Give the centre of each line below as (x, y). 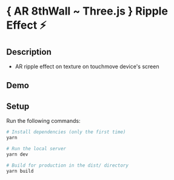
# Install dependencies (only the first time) (66, 132)
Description (29, 52)
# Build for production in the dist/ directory (68, 165)
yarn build (20, 171)
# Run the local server (36, 148)
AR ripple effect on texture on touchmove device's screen (87, 66)
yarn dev (17, 154)
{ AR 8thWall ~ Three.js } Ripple (87, 11)
